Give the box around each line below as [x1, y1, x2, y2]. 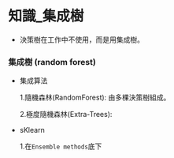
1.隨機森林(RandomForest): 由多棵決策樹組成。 [19, 92, 171, 103]
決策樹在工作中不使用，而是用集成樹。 [19, 35, 144, 44]
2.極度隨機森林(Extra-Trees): [19, 110, 113, 119]
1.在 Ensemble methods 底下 [19, 141, 102, 151]
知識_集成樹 [8, 7, 84, 25]
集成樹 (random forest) [8, 56, 96, 67]
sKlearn [19, 126, 45, 135]
